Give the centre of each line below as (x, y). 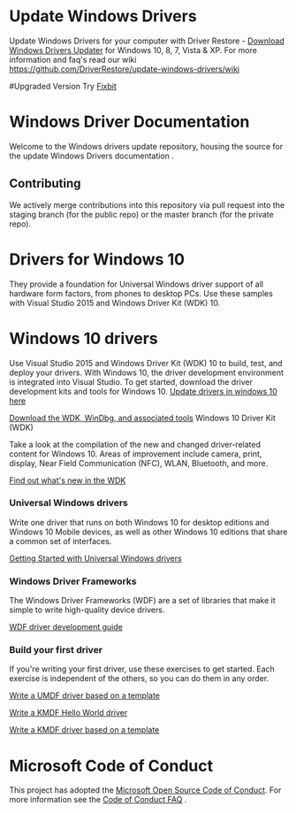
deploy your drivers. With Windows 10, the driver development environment (147, 372)
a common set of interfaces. (61, 541)
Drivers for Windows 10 (97, 259)
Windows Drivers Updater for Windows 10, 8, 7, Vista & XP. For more (133, 50)
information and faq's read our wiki (73, 59)
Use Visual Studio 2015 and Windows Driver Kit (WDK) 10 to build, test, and (146, 363)
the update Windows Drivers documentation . (92, 156)
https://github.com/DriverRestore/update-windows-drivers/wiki (125, 69)
